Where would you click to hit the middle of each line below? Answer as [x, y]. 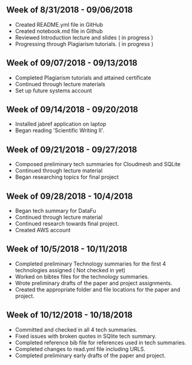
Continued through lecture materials [60, 84]
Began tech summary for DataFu [55, 211]
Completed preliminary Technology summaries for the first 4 [91, 264]
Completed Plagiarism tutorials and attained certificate [83, 78]
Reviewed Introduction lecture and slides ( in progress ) [84, 37]
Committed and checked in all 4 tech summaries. [76, 329]
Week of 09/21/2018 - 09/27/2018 [72, 149]
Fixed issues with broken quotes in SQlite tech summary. [86, 336]
